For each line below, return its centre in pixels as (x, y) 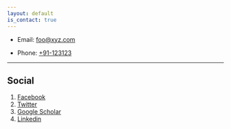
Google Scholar (39, 112)
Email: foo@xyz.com (46, 39)
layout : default (30, 13)
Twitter (27, 104)
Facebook (31, 97)
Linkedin (29, 119)
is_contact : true (32, 20)
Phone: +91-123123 (44, 53)
